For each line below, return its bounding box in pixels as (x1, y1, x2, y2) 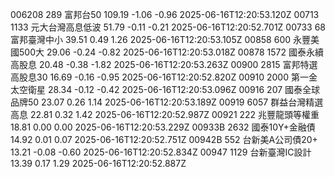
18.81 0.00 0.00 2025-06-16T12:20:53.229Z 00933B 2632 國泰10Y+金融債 (10, 121, 316, 133)
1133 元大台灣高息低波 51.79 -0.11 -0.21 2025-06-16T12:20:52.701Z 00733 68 (10, 21, 326, 33)
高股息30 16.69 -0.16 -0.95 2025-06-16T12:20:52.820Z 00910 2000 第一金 (10, 71, 318, 83)
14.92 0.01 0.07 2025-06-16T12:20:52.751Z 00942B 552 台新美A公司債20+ (10, 134, 318, 145)
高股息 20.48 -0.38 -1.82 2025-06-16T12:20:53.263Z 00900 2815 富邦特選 (10, 59, 318, 70)
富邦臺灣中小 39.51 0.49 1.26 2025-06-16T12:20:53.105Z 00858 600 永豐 (10, 34, 311, 45)
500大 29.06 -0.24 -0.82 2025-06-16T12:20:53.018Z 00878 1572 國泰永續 (18, 46, 324, 58)
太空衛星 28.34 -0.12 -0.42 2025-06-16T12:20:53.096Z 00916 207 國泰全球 (10, 84, 321, 95)
